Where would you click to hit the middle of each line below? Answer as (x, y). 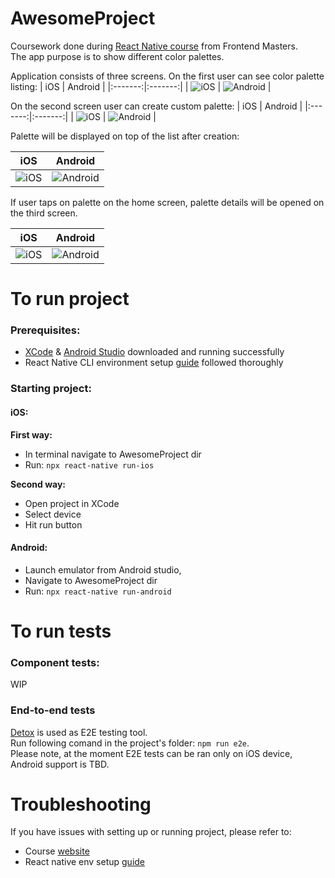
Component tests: (55, 662)
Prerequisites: (45, 330)
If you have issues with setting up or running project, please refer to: (151, 832)
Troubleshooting (81, 804)
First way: (31, 434)
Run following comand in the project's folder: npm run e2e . (130, 743)
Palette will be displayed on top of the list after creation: (125, 136)
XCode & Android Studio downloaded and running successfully (154, 352)
